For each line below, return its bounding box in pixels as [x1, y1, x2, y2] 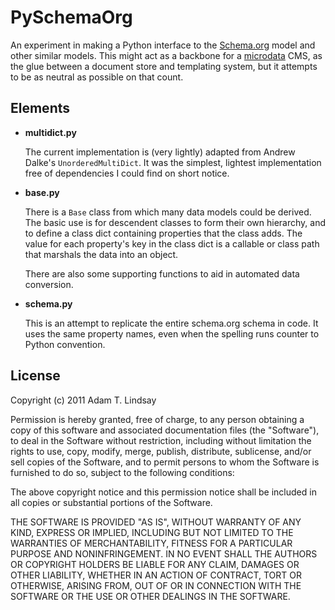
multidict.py [24, 126, 77, 138]
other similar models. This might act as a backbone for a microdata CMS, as [10, 49, 323, 61]
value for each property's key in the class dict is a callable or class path [24, 237, 320, 250]
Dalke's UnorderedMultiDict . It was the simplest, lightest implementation [24, 156, 322, 168]
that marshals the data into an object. [24, 248, 179, 260]
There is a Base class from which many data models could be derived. [24, 206, 312, 218]
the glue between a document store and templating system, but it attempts [10, 60, 318, 72]
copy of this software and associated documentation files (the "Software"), [10, 424, 320, 436]
